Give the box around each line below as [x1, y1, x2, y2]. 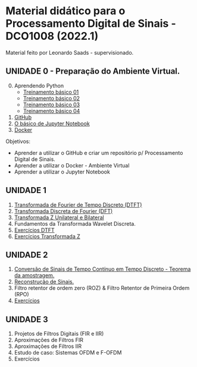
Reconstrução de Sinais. [14, 278, 74, 286]
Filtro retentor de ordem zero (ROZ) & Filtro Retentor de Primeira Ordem [14, 284, 190, 292]
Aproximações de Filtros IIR [14, 343, 82, 350]
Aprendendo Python [14, 82, 64, 89]
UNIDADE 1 [5, 185, 47, 195]
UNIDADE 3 [5, 314, 48, 324]
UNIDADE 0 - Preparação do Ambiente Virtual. [5, 67, 180, 77]
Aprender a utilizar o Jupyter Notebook [14, 168, 111, 175]
